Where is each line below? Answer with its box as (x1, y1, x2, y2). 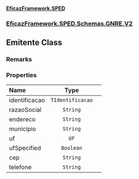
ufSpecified (9, 144, 41, 153)
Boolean (61, 145, 83, 151)
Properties (6, 71, 37, 79)
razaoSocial (9, 106, 42, 114)
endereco (9, 115, 36, 124)
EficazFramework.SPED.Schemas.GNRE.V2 (6, 19, 133, 28)
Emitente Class (6, 37, 63, 47)
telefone (9, 163, 32, 171)
